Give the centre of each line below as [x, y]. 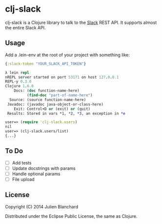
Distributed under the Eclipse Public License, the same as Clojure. [71, 216]
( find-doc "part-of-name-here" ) [60, 95]
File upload [23, 179]
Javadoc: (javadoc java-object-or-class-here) [55, 104]
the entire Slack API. [25, 27]
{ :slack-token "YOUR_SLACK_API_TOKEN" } [46, 64]
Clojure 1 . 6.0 [20, 86]
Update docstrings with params [44, 168]
